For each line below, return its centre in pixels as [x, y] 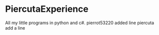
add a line [15, 28]
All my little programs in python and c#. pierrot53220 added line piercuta [80, 23]
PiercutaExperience [47, 9]
